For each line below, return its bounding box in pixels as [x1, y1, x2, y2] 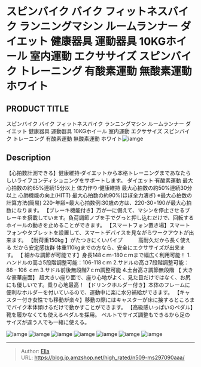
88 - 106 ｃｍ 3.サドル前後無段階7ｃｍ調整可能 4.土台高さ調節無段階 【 [6, 266, 181, 273]
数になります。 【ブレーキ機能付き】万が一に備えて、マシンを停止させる [6, 206, 185, 214]
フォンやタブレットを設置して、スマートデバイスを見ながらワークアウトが [6, 229, 190, 236]
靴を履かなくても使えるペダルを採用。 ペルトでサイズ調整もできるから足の [6, 311, 190, 318]
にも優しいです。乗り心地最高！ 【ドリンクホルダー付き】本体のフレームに [6, 281, 190, 288]
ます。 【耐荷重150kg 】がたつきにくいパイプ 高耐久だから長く [11, 236, 181, 243]
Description [6, 153, 51, 163]
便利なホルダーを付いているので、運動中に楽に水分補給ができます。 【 [6, 288, 180, 295]
